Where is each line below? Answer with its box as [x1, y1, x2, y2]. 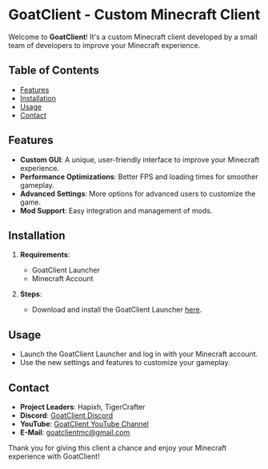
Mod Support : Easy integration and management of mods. [19, 205, 213, 215]
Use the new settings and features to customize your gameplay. [19, 358, 230, 368]
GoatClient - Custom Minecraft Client [8, 6, 261, 24]
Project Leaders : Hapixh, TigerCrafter [19, 402, 146, 411]
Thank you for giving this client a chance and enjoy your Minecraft [8, 443, 227, 452]
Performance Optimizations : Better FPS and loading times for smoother [19, 172, 258, 181]
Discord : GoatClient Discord [19, 411, 114, 420]
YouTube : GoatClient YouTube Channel [19, 419, 150, 428]
